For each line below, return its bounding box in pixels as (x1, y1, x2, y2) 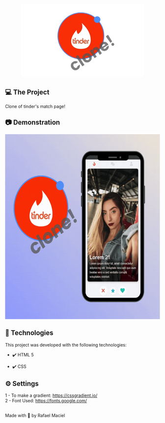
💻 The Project (5, 88, 50, 96)
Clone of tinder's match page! (5, 103, 65, 109)
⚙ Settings (5, 379, 39, 388)
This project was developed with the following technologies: (5, 342, 127, 348)
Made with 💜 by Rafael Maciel (5, 413, 65, 419)
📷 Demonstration (5, 118, 60, 127)
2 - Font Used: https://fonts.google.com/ (5, 398, 87, 404)
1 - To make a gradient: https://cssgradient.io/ (5, 392, 98, 398)
